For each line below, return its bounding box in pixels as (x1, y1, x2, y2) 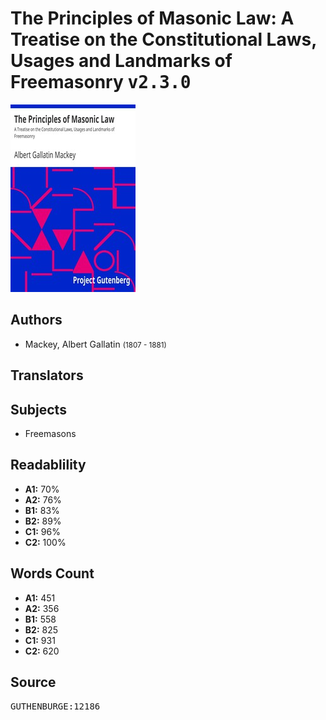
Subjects (10, 401, 67, 418)
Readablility (10, 457, 87, 474)
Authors (10, 312, 63, 329)
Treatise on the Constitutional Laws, (10, 28, 317, 51)
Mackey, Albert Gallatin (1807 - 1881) (24, 338, 167, 350)
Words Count (10, 565, 95, 582)
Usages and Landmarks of (10, 50, 233, 72)
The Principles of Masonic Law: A (10, 7, 295, 30)
